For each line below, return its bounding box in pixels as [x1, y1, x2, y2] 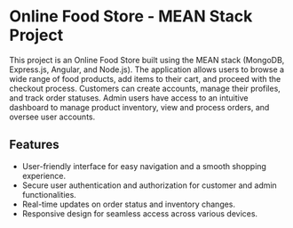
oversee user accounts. [9, 111, 96, 122]
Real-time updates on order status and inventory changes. [21, 199, 236, 209]
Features [9, 137, 59, 152]
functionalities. [21, 189, 77, 199]
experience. [21, 170, 67, 181]
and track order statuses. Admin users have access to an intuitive [9, 92, 249, 103]
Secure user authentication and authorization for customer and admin [21, 180, 277, 191]
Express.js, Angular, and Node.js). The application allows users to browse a [9, 64, 285, 75]
